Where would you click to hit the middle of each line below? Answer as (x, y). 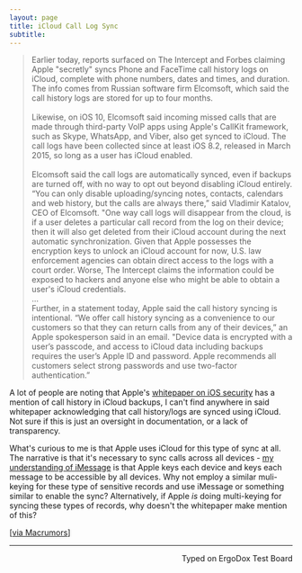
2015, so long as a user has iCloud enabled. (112, 156)
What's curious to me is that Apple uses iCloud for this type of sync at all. (145, 448)
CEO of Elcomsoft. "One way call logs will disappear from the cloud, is (161, 213)
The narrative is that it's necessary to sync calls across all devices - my (142, 458)
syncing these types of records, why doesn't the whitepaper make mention (148, 506)
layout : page (34, 18)
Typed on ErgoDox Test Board (237, 559)
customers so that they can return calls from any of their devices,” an (160, 327)
